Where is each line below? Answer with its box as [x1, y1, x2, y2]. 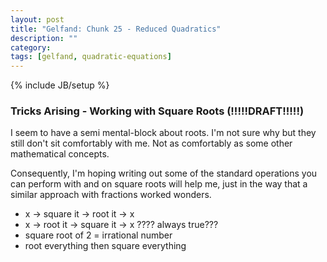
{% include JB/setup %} [10, 79, 110, 91]
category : [10, 42, 52, 53]
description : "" [10, 33, 78, 43]
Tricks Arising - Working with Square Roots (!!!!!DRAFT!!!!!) [10, 104, 305, 118]
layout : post [10, 14, 65, 25]
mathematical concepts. [10, 148, 110, 160]
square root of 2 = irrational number [24, 229, 173, 241]
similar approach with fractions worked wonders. [10, 189, 212, 201]
